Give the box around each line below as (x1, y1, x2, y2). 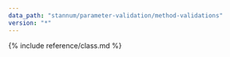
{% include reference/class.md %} (8, 40, 122, 50)
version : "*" (8, 19, 52, 27)
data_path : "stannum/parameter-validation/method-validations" (8, 11, 224, 20)
